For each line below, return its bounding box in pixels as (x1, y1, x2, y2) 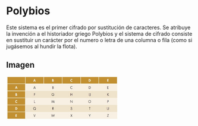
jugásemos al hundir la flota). (6, 43, 77, 50)
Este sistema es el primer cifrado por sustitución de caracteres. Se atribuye (6, 24, 191, 31)
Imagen (6, 60, 35, 70)
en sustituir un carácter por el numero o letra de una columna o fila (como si (6, 36, 193, 43)
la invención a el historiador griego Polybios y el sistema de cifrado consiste (6, 30, 193, 37)
